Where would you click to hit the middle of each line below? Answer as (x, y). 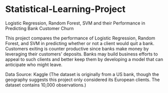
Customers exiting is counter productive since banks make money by (77, 48)
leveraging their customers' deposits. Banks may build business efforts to (81, 54)
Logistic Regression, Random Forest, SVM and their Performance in (75, 23)
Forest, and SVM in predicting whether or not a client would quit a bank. (80, 43)
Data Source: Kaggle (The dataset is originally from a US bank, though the (82, 74)
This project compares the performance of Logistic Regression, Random (80, 38)
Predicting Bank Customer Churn (40, 28)
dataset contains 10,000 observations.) (46, 85)
